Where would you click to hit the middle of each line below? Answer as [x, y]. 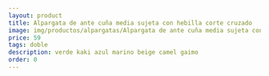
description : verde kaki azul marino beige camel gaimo [103, 52]
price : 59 [25, 38]
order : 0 [23, 60]
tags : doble [28, 45]
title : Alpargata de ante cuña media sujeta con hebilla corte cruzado [130, 23]
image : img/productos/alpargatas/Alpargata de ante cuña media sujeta [128, 30]
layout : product [35, 15]
